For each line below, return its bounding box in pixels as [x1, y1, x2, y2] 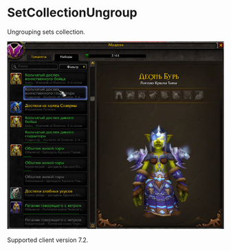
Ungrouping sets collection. [7, 28, 86, 36]
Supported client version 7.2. [7, 236, 89, 244]
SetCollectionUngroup [7, 5, 137, 21]
